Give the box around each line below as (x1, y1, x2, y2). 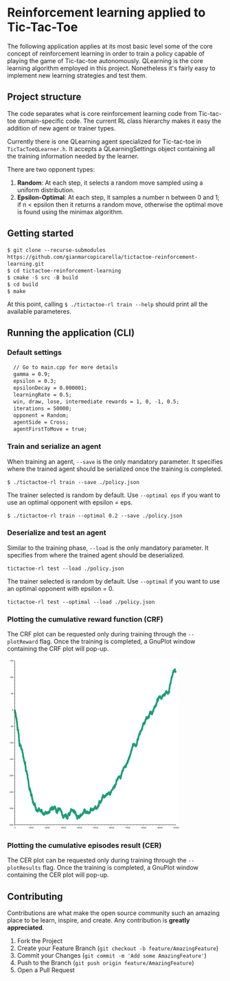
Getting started (7, 228, 74, 240)
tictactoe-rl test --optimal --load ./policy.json (7, 599, 155, 605)
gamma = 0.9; (13, 371, 51, 378)
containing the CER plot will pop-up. (7, 870, 109, 879)
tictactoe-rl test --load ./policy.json (7, 565, 125, 572)
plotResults (7, 865, 41, 872)
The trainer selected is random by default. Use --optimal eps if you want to (7, 491, 221, 499)
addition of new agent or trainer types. (7, 124, 116, 132)
